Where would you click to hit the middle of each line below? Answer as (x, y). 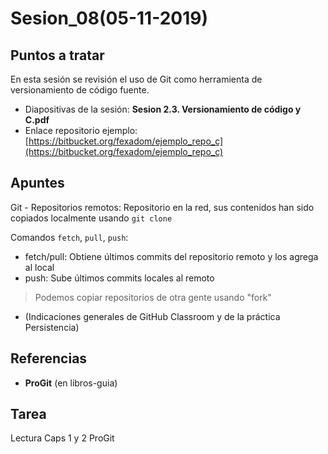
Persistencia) (52, 327)
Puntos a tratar (57, 55)
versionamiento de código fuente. (80, 90)
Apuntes (37, 183)
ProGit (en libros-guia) (71, 383)
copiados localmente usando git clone (91, 218)
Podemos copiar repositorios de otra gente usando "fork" (153, 297)
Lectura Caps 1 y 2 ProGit (62, 438)
